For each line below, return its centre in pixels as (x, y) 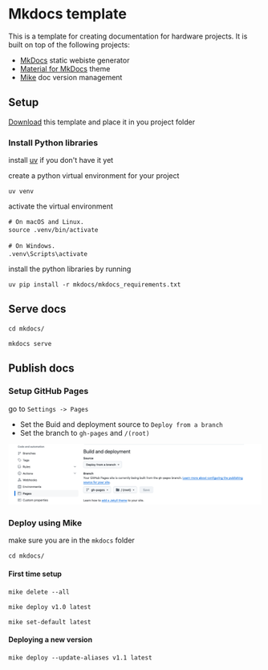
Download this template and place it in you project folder (102, 122)
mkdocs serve (30, 343)
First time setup (35, 574)
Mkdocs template (67, 14)
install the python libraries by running (70, 269)
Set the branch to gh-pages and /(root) (85, 432)
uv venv (21, 192)
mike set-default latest (50, 622)
